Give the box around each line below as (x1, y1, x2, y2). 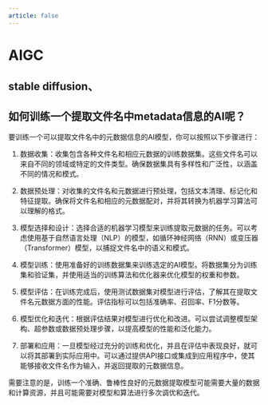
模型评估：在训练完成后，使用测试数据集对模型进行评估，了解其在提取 (19, 287, 251, 296)
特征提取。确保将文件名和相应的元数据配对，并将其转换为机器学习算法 (19, 197, 251, 206)
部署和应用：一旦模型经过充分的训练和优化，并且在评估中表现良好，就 (19, 341, 251, 351)
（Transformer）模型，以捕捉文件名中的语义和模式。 (19, 243, 194, 252)
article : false (8, 11, 59, 20)
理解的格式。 (26, 206, 69, 216)
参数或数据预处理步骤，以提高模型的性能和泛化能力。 (41, 324, 216, 334)
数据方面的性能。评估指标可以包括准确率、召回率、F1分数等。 (41, 297, 244, 307)
